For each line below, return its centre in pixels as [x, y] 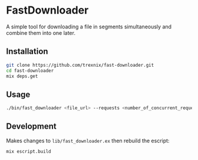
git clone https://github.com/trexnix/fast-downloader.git [80, 65]
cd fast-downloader [30, 71]
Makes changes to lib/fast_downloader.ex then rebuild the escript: [88, 141]
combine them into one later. [41, 32]
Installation [27, 52]
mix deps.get [22, 76]
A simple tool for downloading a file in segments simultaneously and [89, 27]
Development [32, 127]
